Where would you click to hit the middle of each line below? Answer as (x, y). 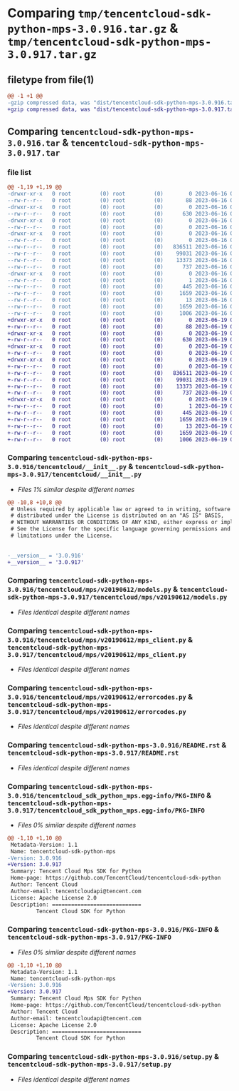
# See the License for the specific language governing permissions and (121, 529)
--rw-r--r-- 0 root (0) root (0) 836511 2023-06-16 (117, 247)
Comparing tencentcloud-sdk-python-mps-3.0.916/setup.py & (113, 1057)
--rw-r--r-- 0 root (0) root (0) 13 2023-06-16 (117, 300)
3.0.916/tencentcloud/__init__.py (67, 467)
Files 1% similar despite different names (76, 489)
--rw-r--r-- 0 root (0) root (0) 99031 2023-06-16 (117, 254)
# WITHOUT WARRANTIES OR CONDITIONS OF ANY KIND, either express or (114, 523)
